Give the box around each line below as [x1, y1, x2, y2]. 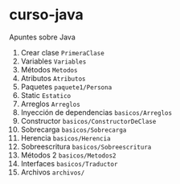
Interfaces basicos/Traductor [20, 158, 118, 168]
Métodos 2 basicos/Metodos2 [20, 150, 117, 160]
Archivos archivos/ [20, 167, 85, 177]
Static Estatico [20, 90, 72, 100]
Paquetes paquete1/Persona [20, 82, 112, 92]
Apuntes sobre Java [9, 32, 76, 42]
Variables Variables [20, 56, 87, 66]
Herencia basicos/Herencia [20, 133, 111, 142]
